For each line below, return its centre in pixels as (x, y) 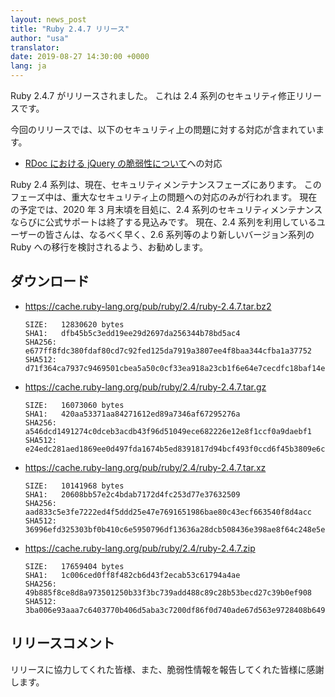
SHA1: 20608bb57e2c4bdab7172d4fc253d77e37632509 (132, 494)
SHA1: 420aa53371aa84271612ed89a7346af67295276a (132, 414)
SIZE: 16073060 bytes (74, 405)
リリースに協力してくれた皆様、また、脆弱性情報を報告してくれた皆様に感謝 (167, 669)
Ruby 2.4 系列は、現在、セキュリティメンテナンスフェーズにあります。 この (166, 184)
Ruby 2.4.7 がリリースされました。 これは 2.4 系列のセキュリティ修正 (153, 95)
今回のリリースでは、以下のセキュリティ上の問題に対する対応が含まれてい (163, 129)
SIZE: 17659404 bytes (74, 566)
